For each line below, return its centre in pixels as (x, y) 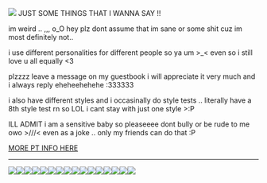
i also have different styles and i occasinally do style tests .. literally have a (130, 100)
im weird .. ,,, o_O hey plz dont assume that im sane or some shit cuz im (125, 29)
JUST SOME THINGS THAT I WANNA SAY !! (89, 13)
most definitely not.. (41, 37)
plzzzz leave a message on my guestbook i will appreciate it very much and (132, 76)
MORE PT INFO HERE (43, 148)
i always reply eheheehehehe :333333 (71, 85)
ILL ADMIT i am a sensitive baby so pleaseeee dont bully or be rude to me (129, 124)
